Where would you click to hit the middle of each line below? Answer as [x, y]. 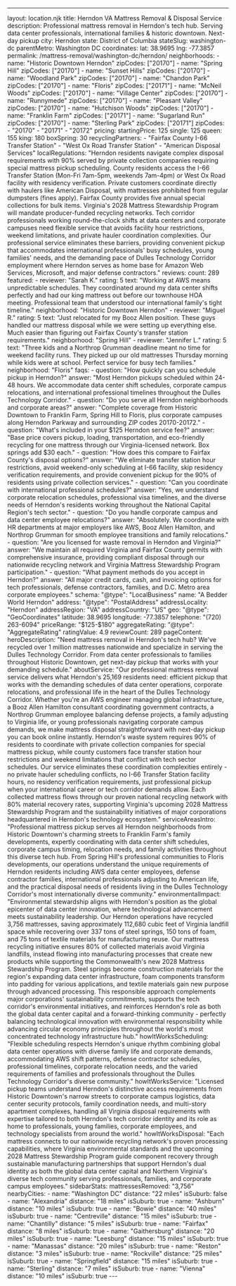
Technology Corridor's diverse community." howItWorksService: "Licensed [116, 1081]
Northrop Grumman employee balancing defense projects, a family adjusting [118, 715]
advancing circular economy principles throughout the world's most [105, 1029]
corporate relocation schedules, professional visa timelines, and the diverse [117, 497]
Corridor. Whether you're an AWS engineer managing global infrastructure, [116, 699]
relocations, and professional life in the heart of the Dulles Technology [109, 692]
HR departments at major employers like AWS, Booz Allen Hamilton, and [111, 527]
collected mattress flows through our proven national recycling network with [118, 797]
